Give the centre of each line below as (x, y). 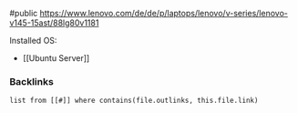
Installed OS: (33, 41)
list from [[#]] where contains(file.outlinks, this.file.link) (134, 101)
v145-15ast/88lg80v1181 (54, 23)
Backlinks (32, 81)
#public (24, 13)
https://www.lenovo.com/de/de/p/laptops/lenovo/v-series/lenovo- (164, 13)
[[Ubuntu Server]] (56, 58)
